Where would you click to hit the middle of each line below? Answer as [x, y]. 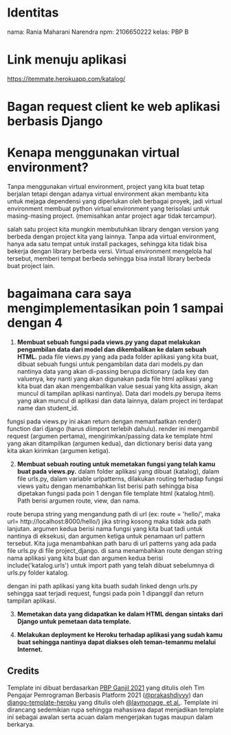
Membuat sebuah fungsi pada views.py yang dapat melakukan [109, 342]
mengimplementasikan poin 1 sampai [115, 309]
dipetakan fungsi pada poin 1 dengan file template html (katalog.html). [116, 493]
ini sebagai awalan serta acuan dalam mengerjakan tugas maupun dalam [110, 717]
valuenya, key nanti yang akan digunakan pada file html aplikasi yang [115, 379]
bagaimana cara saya [69, 294]
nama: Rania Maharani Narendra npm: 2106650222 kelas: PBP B [98, 32]
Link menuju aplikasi [67, 60]
